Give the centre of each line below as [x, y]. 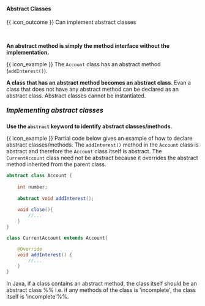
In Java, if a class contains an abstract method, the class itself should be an [102, 284]
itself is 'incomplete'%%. [38, 297]
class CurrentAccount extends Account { [57, 238]
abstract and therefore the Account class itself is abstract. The [84, 151]
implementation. [28, 53]
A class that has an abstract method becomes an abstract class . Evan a [99, 83]
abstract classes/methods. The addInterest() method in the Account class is [102, 145]
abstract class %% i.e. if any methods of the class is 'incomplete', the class [101, 290]
